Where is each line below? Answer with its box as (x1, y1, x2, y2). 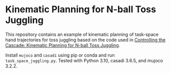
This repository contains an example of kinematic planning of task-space (5, 31, 159, 37)
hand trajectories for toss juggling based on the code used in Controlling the (5, 37, 166, 43)
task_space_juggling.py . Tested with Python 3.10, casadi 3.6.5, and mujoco (5, 57, 163, 63)
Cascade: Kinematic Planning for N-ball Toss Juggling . (5, 42, 120, 48)
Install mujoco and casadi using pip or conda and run (5, 52, 115, 58)
